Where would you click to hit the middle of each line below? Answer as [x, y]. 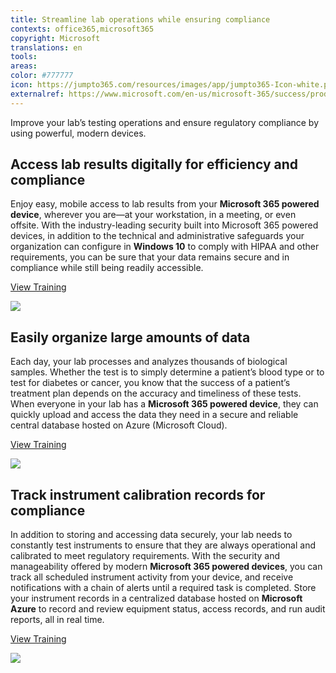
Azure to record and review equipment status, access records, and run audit [168, 609]
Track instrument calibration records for [138, 494]
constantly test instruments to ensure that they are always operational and [163, 545]
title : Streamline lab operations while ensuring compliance [140, 19]
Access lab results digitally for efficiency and [154, 164]
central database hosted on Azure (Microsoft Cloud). [119, 425]
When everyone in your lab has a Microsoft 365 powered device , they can [164, 404]
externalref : [37, 94]
